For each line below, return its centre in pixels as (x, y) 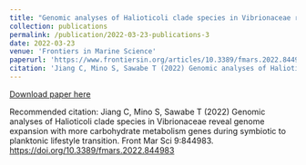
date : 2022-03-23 (42, 43)
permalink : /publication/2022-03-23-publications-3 (109, 34)
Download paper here (50, 94)
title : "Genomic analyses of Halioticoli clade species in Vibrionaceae (150, 18)
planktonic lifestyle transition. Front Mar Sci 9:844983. (112, 141)
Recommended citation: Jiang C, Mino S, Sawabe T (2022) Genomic (138, 112)
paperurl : (28, 60)
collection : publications (58, 26)
